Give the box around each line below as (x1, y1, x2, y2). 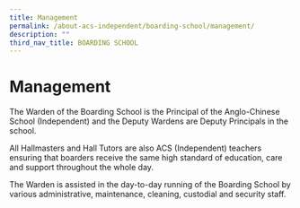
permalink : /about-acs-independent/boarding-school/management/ (9, 22, 255, 30)
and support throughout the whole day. (9, 162, 154, 173)
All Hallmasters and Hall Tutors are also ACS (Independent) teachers (9, 143, 262, 153)
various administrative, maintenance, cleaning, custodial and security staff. (9, 189, 287, 200)
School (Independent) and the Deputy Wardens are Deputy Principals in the (9, 116, 289, 126)
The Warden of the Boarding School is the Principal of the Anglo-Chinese (9, 107, 280, 117)
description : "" (9, 30, 70, 39)
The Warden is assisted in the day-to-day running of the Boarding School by (9, 179, 292, 190)
